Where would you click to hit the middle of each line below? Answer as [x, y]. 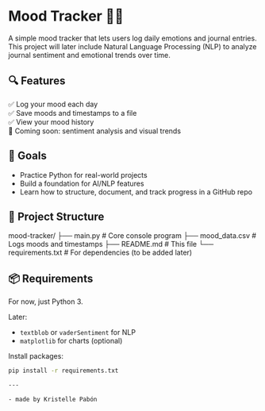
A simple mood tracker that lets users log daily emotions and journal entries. [132, 38]
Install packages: [36, 356]
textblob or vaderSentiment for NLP [78, 332]
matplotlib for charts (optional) [71, 341]
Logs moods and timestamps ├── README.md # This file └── [111, 244]
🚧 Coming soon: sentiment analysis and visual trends [94, 131]
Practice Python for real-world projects [84, 175]
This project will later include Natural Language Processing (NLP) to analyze [132, 46]
